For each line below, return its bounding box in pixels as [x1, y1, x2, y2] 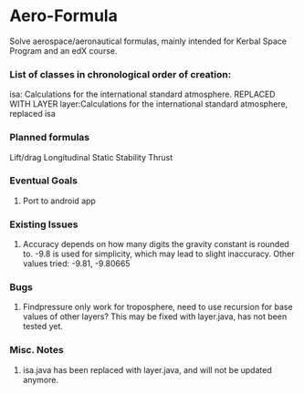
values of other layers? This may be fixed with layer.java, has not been [22, 311, 288, 322]
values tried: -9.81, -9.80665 [22, 258, 131, 269]
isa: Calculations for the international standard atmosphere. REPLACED [9, 88, 276, 100]
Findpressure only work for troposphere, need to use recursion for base [22, 302, 294, 313]
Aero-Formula [9, 5, 119, 26]
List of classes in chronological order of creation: [9, 67, 232, 80]
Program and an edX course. [9, 45, 118, 56]
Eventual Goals [9, 174, 78, 187]
